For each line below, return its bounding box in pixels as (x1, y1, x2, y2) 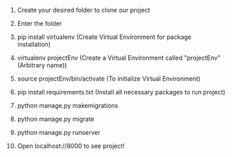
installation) (17, 40, 51, 48)
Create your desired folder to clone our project (17, 6, 150, 14)
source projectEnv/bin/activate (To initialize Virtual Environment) (17, 74, 201, 83)
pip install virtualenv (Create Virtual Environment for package (17, 33, 192, 41)
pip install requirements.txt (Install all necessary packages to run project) (17, 88, 226, 96)
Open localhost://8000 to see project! (17, 142, 125, 150)
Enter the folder (17, 19, 62, 27)
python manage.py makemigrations (17, 101, 118, 110)
